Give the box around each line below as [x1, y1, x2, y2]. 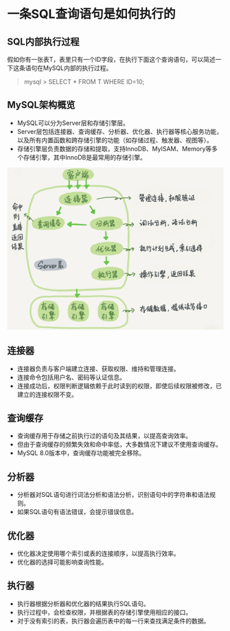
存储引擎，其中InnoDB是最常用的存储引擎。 [23, 153, 146, 162]
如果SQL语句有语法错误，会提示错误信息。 [16, 508, 138, 516]
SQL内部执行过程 [7, 36, 80, 47]
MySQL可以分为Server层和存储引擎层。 [16, 118, 129, 127]
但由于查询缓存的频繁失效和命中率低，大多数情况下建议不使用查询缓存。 [16, 441, 222, 449]
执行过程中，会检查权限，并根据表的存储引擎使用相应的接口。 [16, 608, 192, 616]
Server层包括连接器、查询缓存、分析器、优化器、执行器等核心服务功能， [16, 127, 223, 135]
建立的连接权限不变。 [16, 390, 78, 399]
